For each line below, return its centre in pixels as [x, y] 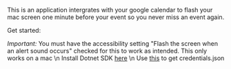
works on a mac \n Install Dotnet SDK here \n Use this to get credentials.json [116, 58]
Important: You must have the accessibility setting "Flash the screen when [113, 43]
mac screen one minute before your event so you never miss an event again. [116, 17]
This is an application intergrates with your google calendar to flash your [110, 10]
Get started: [24, 30]
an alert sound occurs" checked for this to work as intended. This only [107, 51]
